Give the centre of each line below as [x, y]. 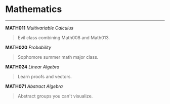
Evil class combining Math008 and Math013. [64, 37]
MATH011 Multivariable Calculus [39, 28]
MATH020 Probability [28, 47]
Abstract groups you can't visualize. [55, 96]
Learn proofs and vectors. [45, 76]
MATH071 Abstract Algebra [34, 86]
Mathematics [34, 9]
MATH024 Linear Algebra [32, 67]
